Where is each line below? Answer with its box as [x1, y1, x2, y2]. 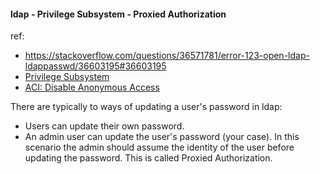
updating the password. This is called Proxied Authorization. [24, 152, 273, 164]
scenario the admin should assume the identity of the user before [24, 141, 295, 154]
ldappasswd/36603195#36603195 [24, 60, 167, 72]
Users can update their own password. [24, 120, 185, 132]
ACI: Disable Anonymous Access [24, 81, 160, 94]
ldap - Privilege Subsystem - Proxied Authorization [10, 8, 227, 20]
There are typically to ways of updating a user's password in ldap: [10, 101, 283, 113]
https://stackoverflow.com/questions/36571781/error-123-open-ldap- [24, 50, 310, 62]
